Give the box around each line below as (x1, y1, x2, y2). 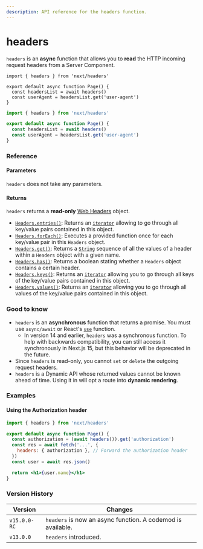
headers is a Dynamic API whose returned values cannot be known (14, 370, 181, 377)
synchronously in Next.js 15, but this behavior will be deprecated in (24, 344, 191, 352)
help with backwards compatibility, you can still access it (24, 338, 166, 345)
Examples (6, 391, 36, 400)
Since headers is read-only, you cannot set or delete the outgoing (14, 357, 179, 364)
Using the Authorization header (6, 406, 88, 414)
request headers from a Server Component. (6, 61, 115, 68)
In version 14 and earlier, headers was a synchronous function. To (24, 332, 187, 339)
